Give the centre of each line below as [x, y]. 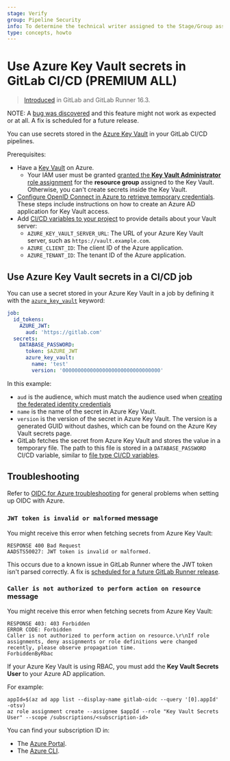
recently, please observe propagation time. [72, 648]
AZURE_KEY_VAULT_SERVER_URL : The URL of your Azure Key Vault [115, 233]
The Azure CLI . [38, 751]
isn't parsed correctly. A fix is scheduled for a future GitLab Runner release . [114, 571]
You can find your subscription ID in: [59, 730]
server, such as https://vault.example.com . [89, 241]
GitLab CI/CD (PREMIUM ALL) [92, 81]
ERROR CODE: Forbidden [39, 630]
